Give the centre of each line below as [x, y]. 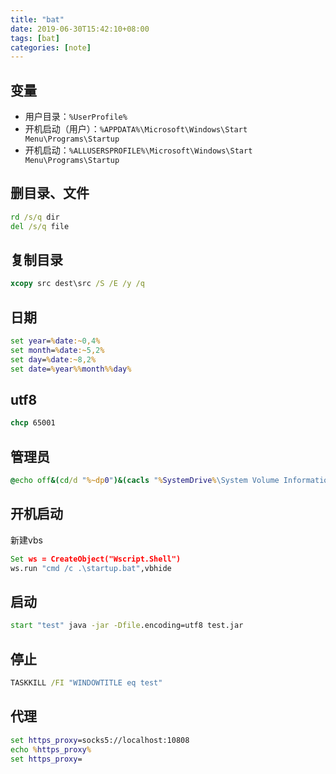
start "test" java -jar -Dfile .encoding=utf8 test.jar [127, 626]
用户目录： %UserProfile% [76, 117]
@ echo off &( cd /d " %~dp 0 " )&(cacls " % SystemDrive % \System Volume [145, 481]
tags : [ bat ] [35, 38]
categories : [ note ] [51, 47]
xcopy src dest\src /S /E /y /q [77, 284]
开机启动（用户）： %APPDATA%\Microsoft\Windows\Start [136, 129]
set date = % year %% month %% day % [71, 369]
